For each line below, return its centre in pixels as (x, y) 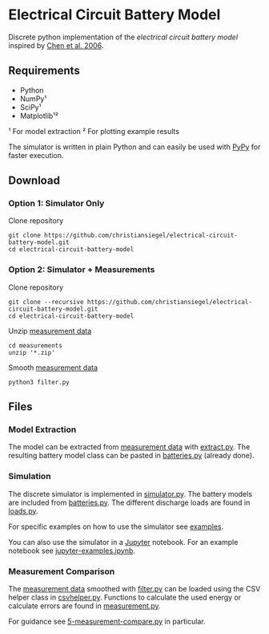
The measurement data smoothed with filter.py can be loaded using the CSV (134, 589)
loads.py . (23, 510)
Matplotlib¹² (39, 116)
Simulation (30, 477)
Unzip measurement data (50, 331)
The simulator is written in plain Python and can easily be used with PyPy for (134, 147)
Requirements (44, 71)
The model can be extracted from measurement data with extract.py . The (129, 447)
